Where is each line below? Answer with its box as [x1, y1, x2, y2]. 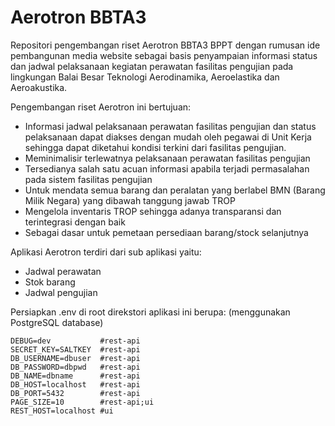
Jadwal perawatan [24, 265, 102, 277]
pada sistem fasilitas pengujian [24, 173, 153, 185]
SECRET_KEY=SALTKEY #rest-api [10, 344, 141, 355]
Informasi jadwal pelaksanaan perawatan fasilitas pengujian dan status [24, 120, 317, 132]
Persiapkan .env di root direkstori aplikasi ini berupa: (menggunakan [10, 306, 291, 318]
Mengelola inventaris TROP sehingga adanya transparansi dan [24, 205, 282, 217]
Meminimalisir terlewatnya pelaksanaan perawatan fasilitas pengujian [24, 152, 311, 164]
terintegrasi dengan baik [24, 216, 126, 228]
